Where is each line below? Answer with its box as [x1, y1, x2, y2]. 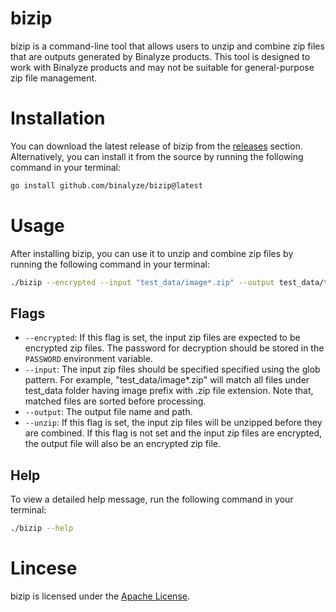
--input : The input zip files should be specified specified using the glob [24, 363, 321, 376]
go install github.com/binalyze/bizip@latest [10, 180, 203, 191]
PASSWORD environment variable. [24, 353, 153, 365]
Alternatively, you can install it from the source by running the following [10, 150, 304, 162]
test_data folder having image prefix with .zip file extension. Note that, [24, 385, 314, 397]
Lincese [10, 557, 78, 580]
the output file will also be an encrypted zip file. [24, 438, 221, 450]
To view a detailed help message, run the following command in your [10, 493, 294, 506]
